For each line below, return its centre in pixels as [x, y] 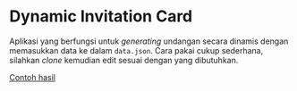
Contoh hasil [33, 77]
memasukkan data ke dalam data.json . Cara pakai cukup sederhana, [136, 50]
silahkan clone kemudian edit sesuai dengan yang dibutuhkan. [124, 60]
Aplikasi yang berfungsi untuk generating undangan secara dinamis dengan [149, 41]
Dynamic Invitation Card [101, 17]
